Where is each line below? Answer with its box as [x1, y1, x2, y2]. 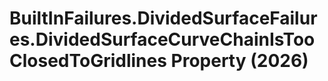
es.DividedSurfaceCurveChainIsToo [9, 28, 316, 51]
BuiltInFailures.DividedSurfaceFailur [9, 7, 318, 30]
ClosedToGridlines [9, 50, 167, 72]
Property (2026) [170, 50, 309, 72]
